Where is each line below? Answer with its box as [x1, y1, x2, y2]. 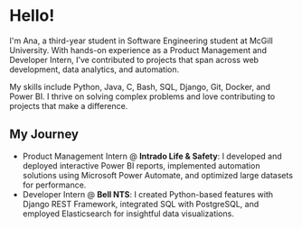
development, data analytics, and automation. [9, 64, 179, 75]
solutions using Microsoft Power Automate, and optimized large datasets [22, 169, 294, 180]
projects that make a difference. [9, 100, 128, 111]
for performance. [22, 179, 87, 190]
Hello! [9, 5, 55, 26]
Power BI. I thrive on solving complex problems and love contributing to [9, 91, 276, 102]
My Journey [9, 127, 80, 142]
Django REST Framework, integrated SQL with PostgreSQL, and [22, 198, 260, 209]
